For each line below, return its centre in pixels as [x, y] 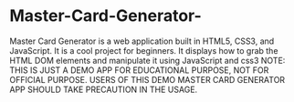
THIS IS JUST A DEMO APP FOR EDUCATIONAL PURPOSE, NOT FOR [139, 70]
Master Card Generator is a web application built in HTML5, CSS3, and [142, 41]
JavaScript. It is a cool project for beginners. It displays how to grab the [144, 50]
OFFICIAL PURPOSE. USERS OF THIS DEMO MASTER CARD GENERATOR [147, 79]
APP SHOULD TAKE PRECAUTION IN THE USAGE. [104, 89]
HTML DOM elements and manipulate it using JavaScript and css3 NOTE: [147, 60]
